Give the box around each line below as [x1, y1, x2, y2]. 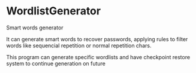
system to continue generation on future [6, 60, 106, 67]
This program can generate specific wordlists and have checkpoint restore [6, 53, 191, 60]
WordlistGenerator [6, 4, 101, 18]
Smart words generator [6, 24, 64, 31]
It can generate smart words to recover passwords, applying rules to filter [6, 35, 188, 42]
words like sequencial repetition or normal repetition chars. [6, 42, 152, 49]
